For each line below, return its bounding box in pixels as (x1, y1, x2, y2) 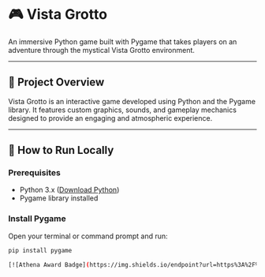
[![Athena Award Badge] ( (8, 260, 90, 268)
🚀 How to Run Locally (8, 144, 114, 157)
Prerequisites (8, 167, 61, 178)
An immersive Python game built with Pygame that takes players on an (8, 36, 237, 47)
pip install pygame (8, 246, 73, 254)
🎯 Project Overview (8, 76, 105, 89)
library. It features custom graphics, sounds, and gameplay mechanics (8, 105, 237, 114)
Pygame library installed (19, 193, 99, 203)
